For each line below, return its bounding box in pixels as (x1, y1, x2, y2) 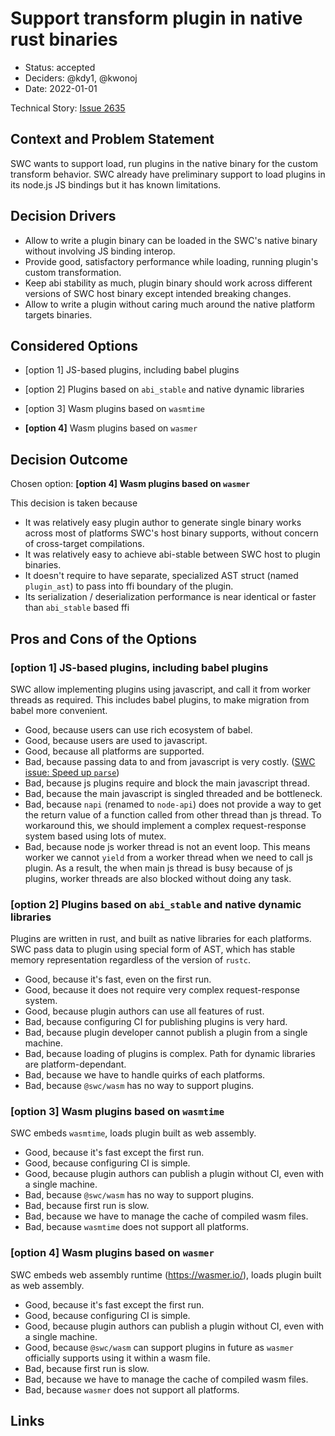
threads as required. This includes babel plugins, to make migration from (10, 693, 310, 706)
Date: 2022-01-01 (24, 82, 98, 94)
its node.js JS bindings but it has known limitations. (10, 178, 222, 191)
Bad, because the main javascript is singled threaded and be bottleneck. (24, 787, 323, 799)
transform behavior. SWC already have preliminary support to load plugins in (10, 168, 326, 180)
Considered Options (10, 337, 138, 354)
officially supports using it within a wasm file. (24, 1352, 211, 1364)
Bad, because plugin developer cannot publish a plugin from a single (24, 1027, 308, 1039)
